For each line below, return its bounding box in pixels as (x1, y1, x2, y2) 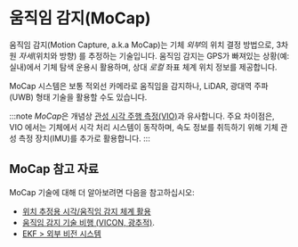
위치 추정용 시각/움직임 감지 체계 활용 (21, 206, 151, 217)
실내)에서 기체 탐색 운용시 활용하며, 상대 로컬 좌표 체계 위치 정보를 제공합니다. (9, 62, 278, 72)
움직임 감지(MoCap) (9, 8, 151, 29)
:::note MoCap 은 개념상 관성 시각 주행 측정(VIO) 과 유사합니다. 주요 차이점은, (9, 111, 275, 121)
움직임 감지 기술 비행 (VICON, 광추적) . (21, 217, 156, 227)
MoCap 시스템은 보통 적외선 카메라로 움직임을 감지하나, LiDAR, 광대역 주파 (9, 80, 269, 91)
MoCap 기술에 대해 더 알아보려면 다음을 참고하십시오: (9, 186, 195, 197)
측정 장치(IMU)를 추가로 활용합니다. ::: (18, 133, 151, 144)
